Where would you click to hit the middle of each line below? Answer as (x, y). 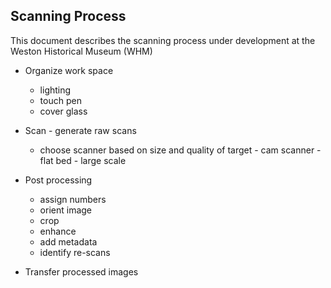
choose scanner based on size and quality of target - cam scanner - (180, 150)
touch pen (60, 100)
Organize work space (69, 70)
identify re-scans (75, 252)
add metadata (68, 241)
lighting (55, 90)
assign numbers (73, 199)
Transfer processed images (81, 271)
